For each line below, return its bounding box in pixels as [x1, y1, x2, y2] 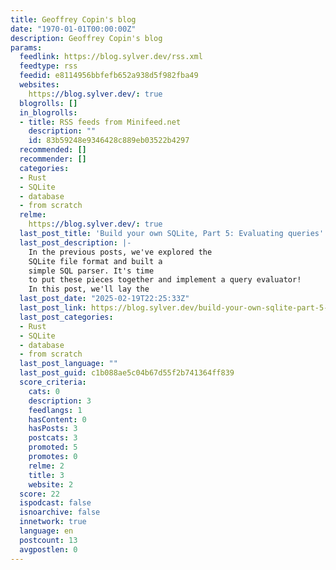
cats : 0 [28, 386, 60, 396]
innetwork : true [19, 517, 87, 527]
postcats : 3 [28, 433, 78, 443]
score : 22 [19, 489, 60, 499]
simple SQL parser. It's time [28, 266, 155, 276]
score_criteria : [19, 377, 87, 387]
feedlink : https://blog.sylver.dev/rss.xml [19, 52, 203, 62]
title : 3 [28, 470, 65, 480]
